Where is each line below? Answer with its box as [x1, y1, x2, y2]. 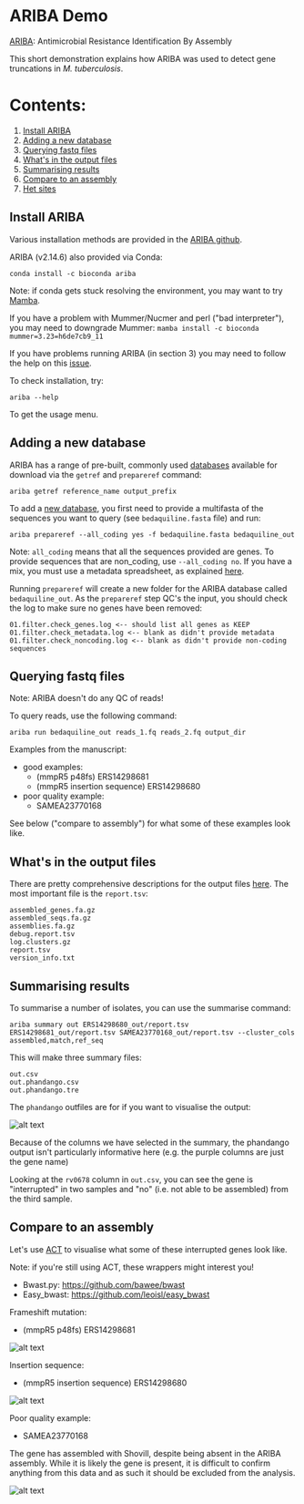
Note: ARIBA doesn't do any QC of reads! [9, 693, 164, 704]
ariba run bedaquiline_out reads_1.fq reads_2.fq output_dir [9, 728, 247, 737]
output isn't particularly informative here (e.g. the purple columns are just [9, 1146, 285, 1158]
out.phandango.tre [9, 1086, 79, 1095]
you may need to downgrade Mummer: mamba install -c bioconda [9, 322, 259, 333]
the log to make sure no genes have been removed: [9, 603, 203, 613]
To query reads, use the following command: [9, 710, 177, 721]
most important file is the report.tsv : [9, 888, 148, 899]
